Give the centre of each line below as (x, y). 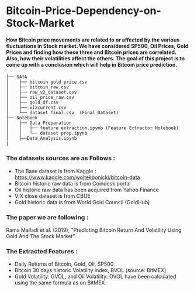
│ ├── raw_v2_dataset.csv (41, 92)
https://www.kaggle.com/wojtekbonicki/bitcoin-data (77, 177)
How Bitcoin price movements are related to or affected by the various (93, 40)
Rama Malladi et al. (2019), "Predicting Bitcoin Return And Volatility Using (94, 230)
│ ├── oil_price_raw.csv (40, 98)
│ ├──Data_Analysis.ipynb (41, 139)
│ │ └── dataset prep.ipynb (47, 133)
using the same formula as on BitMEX (60, 283)
